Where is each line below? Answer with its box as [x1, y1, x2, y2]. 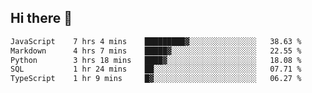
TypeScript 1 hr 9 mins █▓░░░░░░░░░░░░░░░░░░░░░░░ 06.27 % [10, 74, 302, 84]
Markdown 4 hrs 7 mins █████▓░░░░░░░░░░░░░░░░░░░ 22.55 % [10, 46, 302, 56]
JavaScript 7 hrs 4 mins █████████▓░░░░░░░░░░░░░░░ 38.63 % [10, 36, 302, 46]
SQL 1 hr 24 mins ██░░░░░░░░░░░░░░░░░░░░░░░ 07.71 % [10, 64, 302, 75]
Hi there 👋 [10, 10, 73, 27]
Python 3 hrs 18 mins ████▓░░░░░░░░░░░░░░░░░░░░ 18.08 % [10, 55, 302, 65]
